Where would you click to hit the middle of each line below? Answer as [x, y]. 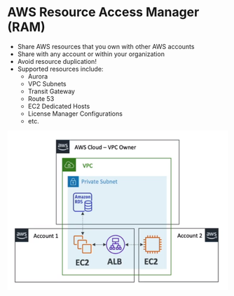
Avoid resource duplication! [57, 61]
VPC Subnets [47, 83]
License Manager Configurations [75, 114]
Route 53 [41, 98]
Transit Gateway [51, 91]
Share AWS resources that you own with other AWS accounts [106, 46]
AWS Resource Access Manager [103, 12]
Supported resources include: [60, 69]
